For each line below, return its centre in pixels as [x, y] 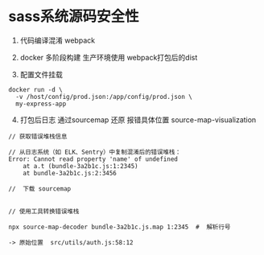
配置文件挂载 [41, 74]
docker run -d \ [35, 89]
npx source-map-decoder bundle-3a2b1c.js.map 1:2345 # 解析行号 [120, 227]
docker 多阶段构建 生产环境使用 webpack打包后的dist [109, 57]
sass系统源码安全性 [74, 16]
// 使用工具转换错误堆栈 [44, 211]
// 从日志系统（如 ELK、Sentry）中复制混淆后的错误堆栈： [95, 152]
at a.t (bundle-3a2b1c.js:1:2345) [80, 166]
